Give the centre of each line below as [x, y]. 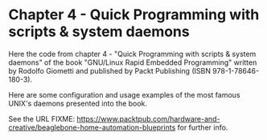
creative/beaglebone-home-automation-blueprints [92, 127]
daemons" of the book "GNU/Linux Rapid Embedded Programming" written [133, 62]
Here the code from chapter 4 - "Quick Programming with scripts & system [132, 54]
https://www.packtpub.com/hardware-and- [148, 118]
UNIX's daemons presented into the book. [78, 103]
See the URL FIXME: [42, 118]
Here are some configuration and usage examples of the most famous [124, 94]
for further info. [203, 127]
